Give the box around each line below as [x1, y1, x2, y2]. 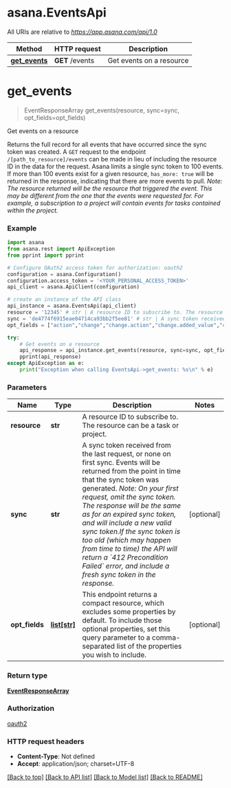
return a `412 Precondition [82, 553, 168, 562]
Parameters [7, 382, 47, 392]
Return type [7, 671, 48, 680]
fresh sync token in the [82, 570, 156, 580]
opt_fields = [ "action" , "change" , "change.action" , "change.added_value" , [7, 322, 220, 328]
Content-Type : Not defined [16, 752, 95, 760]
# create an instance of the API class [7, 296, 122, 303]
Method [16, 43, 43, 53]
